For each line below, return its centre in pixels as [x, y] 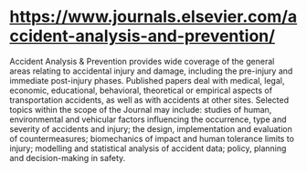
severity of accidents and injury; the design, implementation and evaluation [151, 128]
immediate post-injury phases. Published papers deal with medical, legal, [147, 80]
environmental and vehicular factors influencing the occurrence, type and [148, 119]
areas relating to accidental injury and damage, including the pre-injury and [151, 71]
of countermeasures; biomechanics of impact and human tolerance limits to [152, 138]
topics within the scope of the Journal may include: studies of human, [141, 109]
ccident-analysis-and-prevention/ [143, 36]
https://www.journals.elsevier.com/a [153, 17]
